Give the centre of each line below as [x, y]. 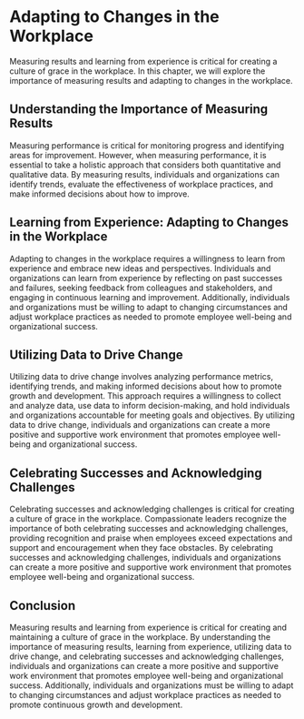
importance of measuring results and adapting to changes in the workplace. [151, 80]
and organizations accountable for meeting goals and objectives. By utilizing [152, 415]
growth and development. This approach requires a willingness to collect [145, 396]
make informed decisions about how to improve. [100, 194]
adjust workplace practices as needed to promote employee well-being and [151, 317]
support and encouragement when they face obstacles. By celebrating [142, 548]
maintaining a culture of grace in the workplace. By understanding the [140, 637]
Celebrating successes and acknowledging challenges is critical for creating [152, 509]
